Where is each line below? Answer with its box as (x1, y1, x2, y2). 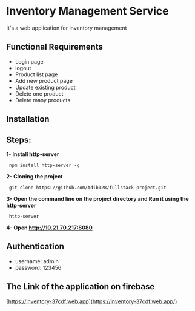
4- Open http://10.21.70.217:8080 (6, 224, 93, 231)
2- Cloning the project (6, 172, 63, 180)
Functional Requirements (6, 42, 103, 52)
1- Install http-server (6, 150, 59, 158)
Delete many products (15, 96, 71, 103)
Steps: (6, 134, 31, 145)
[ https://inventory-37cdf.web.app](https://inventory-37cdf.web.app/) (6, 298, 177, 305)
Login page (15, 57, 44, 65)
